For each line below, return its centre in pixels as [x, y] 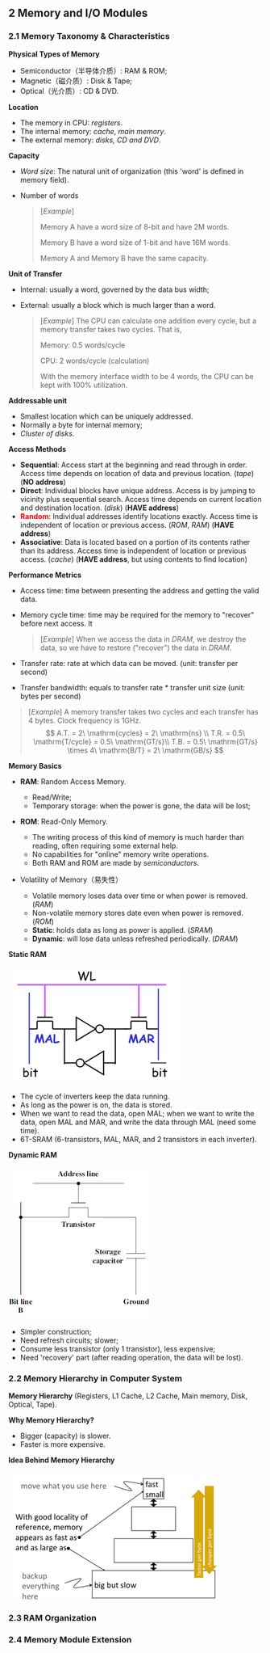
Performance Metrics [45, 575]
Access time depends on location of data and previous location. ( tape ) [137, 473]
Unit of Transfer [35, 273]
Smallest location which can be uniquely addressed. [106, 416]
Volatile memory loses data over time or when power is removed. [140, 896]
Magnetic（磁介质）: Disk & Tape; [76, 81]
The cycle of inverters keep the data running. [95, 1096]
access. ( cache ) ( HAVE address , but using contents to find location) [134, 559]
